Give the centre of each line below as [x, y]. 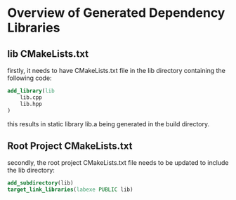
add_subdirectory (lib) [40, 183]
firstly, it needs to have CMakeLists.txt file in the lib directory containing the [117, 71]
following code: [29, 78]
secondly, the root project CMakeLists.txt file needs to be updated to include [118, 163]
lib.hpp [31, 104]
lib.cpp [31, 97]
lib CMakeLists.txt [48, 54]
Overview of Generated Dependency [116, 13]
